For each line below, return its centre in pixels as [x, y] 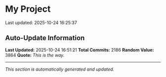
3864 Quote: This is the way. [35, 55]
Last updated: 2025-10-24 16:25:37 [41, 23]
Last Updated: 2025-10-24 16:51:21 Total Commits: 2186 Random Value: [80, 50]
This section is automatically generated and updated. [60, 69]
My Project [28, 9]
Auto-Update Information [45, 38]
